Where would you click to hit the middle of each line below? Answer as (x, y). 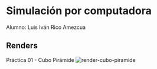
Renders (22, 46)
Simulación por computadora (79, 11)
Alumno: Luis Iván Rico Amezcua (46, 27)
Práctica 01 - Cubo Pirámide (40, 60)
